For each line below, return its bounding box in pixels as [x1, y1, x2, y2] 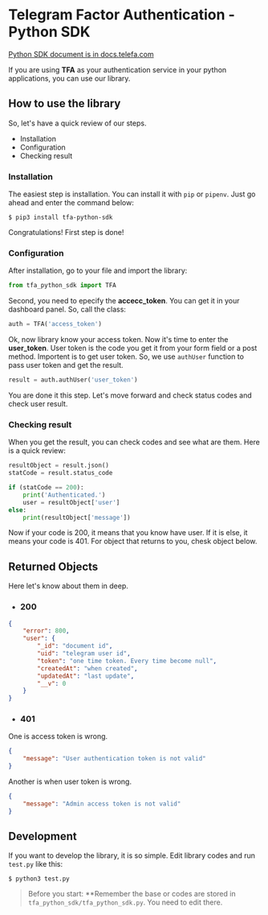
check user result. [8, 398, 68, 408]
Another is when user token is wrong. [8, 777, 132, 786]
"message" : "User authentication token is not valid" [22, 755, 206, 763]
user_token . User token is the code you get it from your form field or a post [8, 344, 258, 353]
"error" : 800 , [22, 627, 70, 635]
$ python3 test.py [8, 875, 70, 883]
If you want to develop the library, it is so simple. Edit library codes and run [8, 851, 255, 860]
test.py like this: [8, 859, 63, 869]
